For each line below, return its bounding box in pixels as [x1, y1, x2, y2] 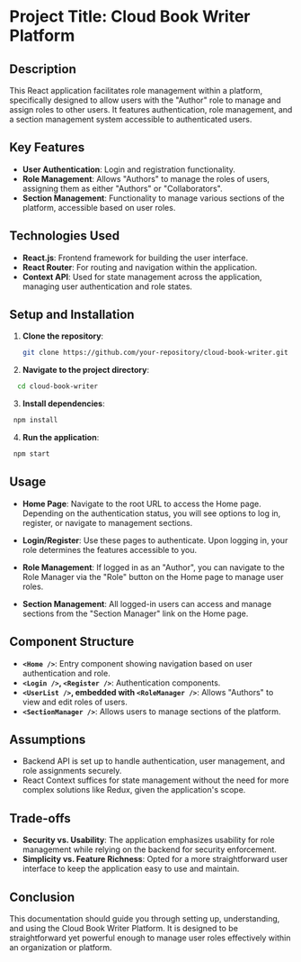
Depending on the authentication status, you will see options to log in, [22, 507, 281, 519]
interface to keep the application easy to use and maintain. [22, 863, 240, 875]
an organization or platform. [9, 942, 112, 952]
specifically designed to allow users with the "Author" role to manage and [9, 95, 281, 105]
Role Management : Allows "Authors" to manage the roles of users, [22, 173, 270, 184]
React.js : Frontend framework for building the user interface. [22, 252, 249, 263]
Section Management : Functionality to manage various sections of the [22, 192, 285, 204]
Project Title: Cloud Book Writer [9, 6, 251, 27]
